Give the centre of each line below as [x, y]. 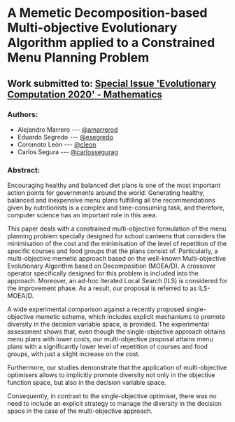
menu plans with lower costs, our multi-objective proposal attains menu [110, 339]
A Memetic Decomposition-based [107, 13]
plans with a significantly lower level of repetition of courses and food [108, 347]
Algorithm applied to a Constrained [111, 43]
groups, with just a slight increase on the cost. [74, 354]
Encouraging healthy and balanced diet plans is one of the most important [114, 185]
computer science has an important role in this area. [82, 215]
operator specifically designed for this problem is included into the [103, 273]
